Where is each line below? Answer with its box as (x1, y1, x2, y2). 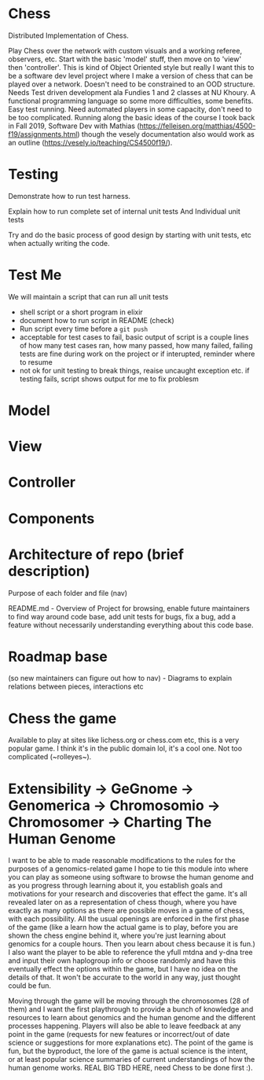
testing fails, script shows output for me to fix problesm (19, 374, 199, 384)
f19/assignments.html (8, 129, 78, 138)
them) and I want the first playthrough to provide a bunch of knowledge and (8, 1005, 254, 1014)
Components (8, 509, 95, 527)
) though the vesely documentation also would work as (77, 129, 255, 138)
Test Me (8, 266, 62, 284)
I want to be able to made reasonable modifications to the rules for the (8, 856, 236, 865)
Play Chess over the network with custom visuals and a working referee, (8, 46, 242, 55)
